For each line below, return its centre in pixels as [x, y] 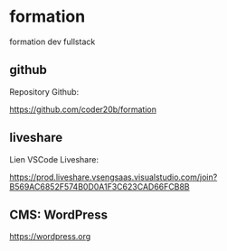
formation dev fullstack [52, 42]
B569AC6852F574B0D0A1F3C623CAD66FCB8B [99, 186]
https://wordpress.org [50, 237]
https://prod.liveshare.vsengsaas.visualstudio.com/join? [113, 177]
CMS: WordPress [59, 214]
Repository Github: [44, 91]
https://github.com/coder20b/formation [83, 109]
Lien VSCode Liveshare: [54, 159]
